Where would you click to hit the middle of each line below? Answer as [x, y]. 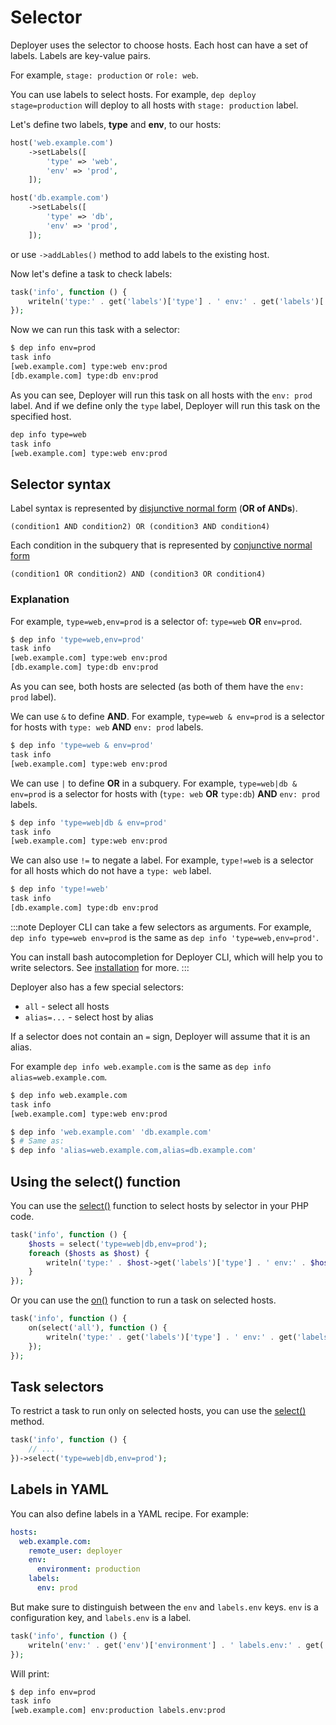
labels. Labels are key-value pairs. [81, 55]
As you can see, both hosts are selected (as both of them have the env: [157, 687]
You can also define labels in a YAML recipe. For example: [130, 1513]
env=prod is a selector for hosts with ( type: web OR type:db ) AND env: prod [165, 793]
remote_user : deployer [75, 1551]
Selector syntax [61, 484]
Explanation [40, 599]
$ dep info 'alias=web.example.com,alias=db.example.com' [133, 1151]
